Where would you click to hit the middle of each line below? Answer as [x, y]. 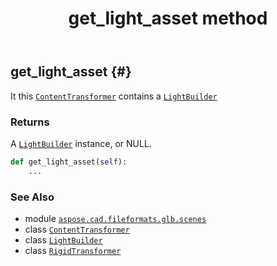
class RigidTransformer [73, 250]
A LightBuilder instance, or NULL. [81, 143]
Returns [30, 122]
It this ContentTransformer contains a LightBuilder [114, 96]
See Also [32, 197]
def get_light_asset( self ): [69, 162]
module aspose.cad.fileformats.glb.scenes [115, 218]
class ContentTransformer [77, 229]
